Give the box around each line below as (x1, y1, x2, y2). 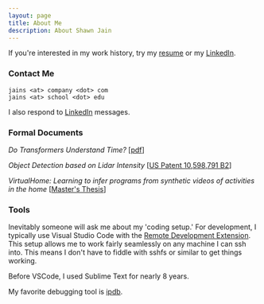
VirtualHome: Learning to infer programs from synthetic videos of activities (8, 176, 255, 185)
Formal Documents (8, 127, 83, 138)
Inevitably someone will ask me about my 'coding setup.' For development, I (8, 222, 257, 232)
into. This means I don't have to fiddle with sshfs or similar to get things (8, 247, 243, 257)
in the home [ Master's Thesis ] (8, 184, 107, 193)
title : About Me (8, 19, 62, 27)
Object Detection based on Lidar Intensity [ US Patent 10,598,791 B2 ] (8, 160, 232, 170)
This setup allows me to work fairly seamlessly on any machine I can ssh (8, 240, 247, 249)
